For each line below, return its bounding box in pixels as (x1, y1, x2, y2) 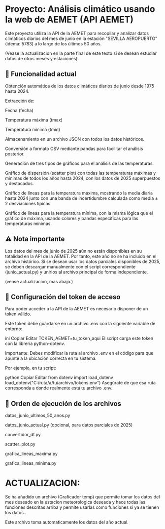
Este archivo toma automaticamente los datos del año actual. (5, 519, 129, 525)
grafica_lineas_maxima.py (5, 451, 58, 457)
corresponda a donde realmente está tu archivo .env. (5, 385, 113, 391)
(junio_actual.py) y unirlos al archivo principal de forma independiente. (5, 269, 148, 275)
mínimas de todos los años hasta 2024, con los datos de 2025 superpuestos (5, 175, 161, 181)
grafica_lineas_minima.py (5, 460, 57, 466)
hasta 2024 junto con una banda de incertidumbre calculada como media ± (5, 195, 159, 201)
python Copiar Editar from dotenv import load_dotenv (5, 375, 113, 380)
